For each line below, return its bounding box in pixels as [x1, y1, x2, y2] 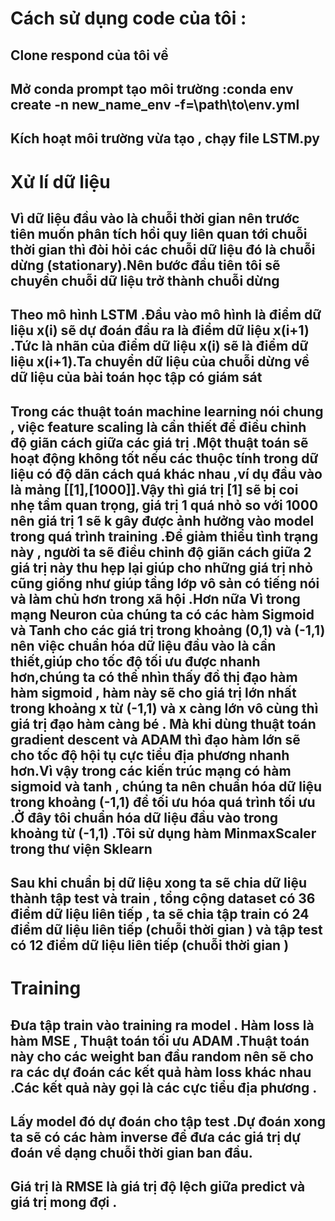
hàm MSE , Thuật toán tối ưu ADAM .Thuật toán [10, 1032, 310, 1049]
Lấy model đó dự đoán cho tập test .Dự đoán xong [10, 1113, 326, 1131]
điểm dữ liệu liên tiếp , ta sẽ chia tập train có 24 [10, 906, 310, 923]
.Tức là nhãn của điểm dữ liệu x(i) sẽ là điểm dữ [10, 338, 309, 355]
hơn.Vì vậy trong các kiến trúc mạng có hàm [10, 762, 292, 779]
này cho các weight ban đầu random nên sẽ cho [10, 1048, 314, 1065]
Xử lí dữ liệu [10, 170, 111, 193]
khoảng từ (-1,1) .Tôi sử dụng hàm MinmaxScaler [10, 825, 317, 842]
